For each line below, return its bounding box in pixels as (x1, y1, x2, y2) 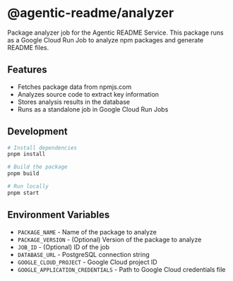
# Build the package (7, 164, 68, 171)
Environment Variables (7, 209, 110, 221)
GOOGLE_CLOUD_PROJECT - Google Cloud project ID (17, 258, 157, 266)
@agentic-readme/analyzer (7, 5, 174, 21)
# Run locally (7, 183, 49, 190)
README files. (7, 43, 49, 52)
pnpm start (7, 189, 40, 196)
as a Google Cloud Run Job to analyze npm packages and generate (7, 35, 204, 44)
